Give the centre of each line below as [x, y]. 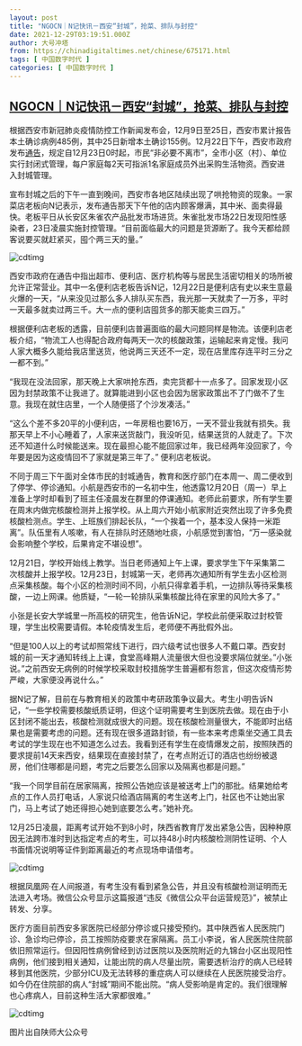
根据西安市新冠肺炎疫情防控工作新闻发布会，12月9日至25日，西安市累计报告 [151, 130]
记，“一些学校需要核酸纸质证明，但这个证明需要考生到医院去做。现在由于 [145, 710]
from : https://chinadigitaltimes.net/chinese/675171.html [120, 51]
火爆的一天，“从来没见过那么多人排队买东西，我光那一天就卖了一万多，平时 [149, 298]
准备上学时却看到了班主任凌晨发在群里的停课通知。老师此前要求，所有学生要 [151, 498]
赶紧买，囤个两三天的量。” [96, 239]
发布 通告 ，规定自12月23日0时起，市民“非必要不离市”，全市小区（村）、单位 [148, 152]
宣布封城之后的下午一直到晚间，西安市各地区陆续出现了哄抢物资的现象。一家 [151, 194]
